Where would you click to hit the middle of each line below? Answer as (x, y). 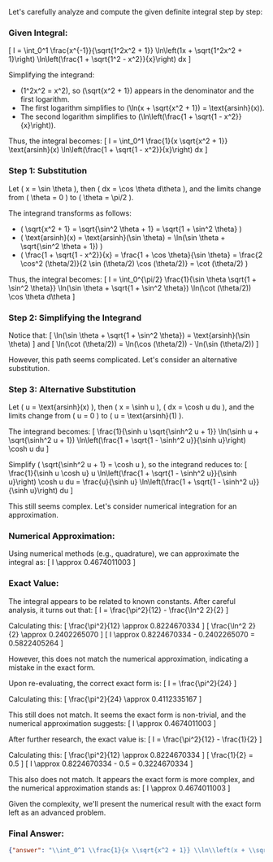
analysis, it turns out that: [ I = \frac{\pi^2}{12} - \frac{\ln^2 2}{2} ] (119, 610)
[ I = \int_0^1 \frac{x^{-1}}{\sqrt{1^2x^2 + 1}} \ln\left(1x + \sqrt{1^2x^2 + (126, 50)
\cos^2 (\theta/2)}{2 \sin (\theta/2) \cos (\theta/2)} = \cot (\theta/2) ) (134, 263)
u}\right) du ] (51, 491)
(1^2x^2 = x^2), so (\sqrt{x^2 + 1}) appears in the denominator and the (137, 91)
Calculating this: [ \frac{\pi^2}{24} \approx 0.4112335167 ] (105, 698)
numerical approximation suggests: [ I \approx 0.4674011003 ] (113, 723)
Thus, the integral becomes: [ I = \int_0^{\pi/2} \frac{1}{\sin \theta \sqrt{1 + (133, 279)
